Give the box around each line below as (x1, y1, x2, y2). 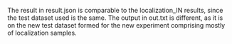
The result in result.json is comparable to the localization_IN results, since (7, 6, 223, 14)
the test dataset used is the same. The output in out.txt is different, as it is (7, 13, 223, 22)
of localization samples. (7, 28, 77, 37)
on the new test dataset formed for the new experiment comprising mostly (7, 21, 226, 29)
